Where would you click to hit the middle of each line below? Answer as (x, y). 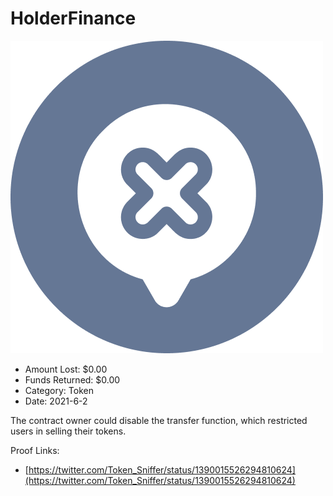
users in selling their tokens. (68, 431)
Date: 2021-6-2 (56, 401)
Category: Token (59, 390)
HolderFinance (73, 18)
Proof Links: (35, 450)
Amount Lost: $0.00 (66, 369)
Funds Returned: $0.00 (72, 379)
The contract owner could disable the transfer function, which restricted (159, 420)
